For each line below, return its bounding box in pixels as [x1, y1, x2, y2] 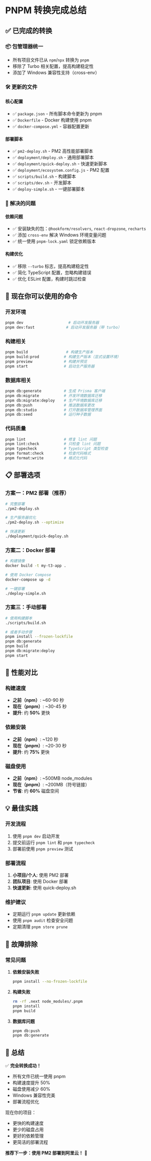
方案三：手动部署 [5, 604, 47, 611]
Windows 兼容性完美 [12, 1092, 55, 1099]
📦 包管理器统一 [5, 43, 44, 50]
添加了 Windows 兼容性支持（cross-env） [12, 69, 100, 75]
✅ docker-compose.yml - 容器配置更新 [12, 124, 90, 129]
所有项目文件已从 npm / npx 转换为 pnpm [12, 57, 90, 63]
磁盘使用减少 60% [12, 1086, 50, 1092]
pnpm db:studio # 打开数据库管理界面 [5, 407, 102, 413]
